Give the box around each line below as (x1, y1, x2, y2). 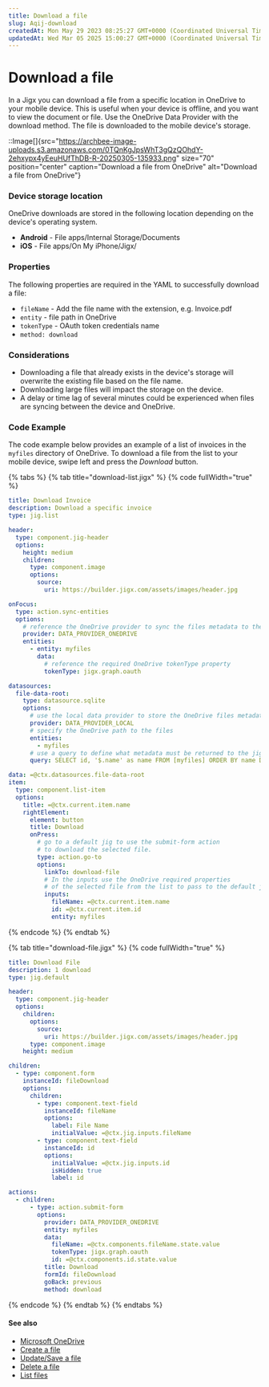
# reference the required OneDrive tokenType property (43, 660, 231, 668)
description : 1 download (8, 966, 91, 974)
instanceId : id (43, 1144, 94, 1152)
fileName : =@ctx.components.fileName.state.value (50, 1241, 220, 1249)
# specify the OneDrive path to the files (29, 726, 174, 734)
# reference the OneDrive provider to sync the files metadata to (22, 623, 249, 631)
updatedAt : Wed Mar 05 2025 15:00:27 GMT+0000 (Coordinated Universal (8, 34, 249, 43)
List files (19, 1370, 48, 1380)
